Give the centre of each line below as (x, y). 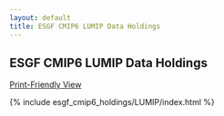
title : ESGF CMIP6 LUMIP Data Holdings (85, 26)
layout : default (40, 18)
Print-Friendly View (46, 85)
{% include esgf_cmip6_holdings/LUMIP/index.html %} (112, 102)
